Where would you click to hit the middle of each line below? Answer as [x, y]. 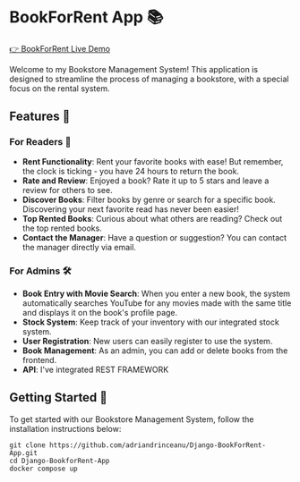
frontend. [39, 359]
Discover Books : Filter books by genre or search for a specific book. [149, 199]
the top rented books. [62, 228]
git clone [28, 445]
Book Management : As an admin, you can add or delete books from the [155, 351]
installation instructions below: [65, 428]
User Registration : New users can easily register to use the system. [147, 341]
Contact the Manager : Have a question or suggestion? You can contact [154, 237]
